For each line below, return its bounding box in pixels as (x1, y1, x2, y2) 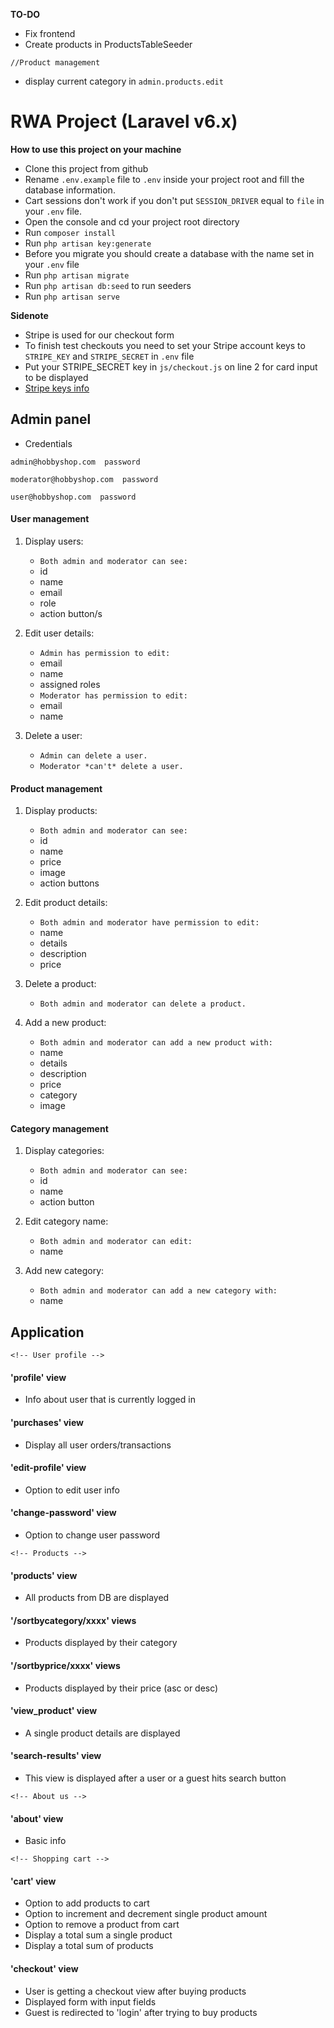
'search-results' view (10, 1750, 102, 1762)
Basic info (24, 1835, 67, 1847)
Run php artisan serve (24, 290, 120, 302)
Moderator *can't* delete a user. (39, 761, 184, 771)
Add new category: (24, 1265, 105, 1277)
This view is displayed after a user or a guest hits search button (24, 1772, 287, 1784)
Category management (10, 1122, 109, 1134)
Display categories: (24, 1145, 105, 1157)
